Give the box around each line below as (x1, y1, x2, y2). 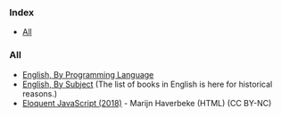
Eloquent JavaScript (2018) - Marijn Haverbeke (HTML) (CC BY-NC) (21, 97, 272, 108)
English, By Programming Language (21, 69, 154, 79)
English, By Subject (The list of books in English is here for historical (21, 79, 273, 89)
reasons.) (21, 88, 58, 99)
